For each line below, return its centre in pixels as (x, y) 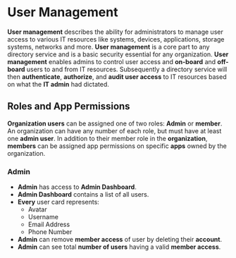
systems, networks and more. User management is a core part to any (108, 47)
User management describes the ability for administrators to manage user (115, 32)
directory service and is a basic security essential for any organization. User (118, 54)
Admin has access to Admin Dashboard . (77, 187)
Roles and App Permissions (69, 106)
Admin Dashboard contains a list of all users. (83, 195)
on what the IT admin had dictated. (58, 84)
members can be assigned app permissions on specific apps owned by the (117, 146)
